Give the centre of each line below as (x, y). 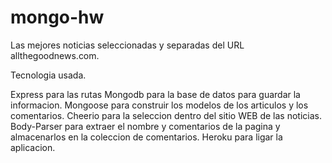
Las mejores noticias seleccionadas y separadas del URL (127, 45)
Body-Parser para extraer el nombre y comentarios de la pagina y (145, 126)
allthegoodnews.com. (55, 55)
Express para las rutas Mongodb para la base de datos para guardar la (155, 94)
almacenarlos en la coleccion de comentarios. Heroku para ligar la (146, 137)
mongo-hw (57, 17)
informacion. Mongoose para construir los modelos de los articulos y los (159, 105)
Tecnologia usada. (48, 75)
